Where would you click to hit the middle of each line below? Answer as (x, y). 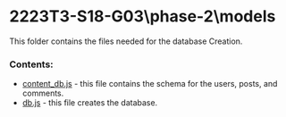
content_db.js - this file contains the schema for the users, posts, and (150, 84)
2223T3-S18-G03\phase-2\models (143, 17)
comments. (43, 93)
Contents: (31, 64)
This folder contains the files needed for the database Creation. (126, 41)
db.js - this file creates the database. (90, 103)
